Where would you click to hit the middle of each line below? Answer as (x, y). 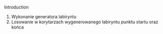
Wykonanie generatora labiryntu (44, 17)
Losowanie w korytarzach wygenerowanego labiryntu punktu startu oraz (85, 22)
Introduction (16, 7)
